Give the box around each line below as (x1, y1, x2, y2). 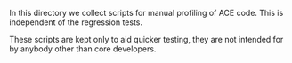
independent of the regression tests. (9, 17, 143, 28)
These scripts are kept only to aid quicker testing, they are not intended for (9, 35, 284, 44)
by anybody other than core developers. (9, 43, 157, 54)
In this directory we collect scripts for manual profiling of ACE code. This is (9, 8, 284, 18)
